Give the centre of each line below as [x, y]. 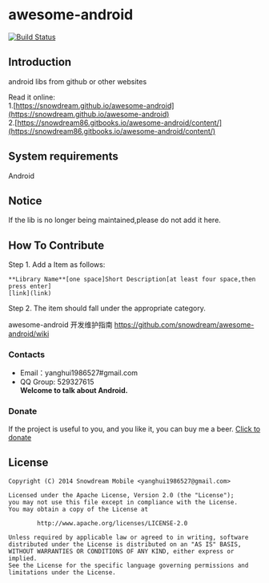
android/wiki [29, 334]
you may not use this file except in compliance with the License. [123, 502]
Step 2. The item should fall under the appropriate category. [107, 308]
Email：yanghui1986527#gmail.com [79, 373]
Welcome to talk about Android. [74, 391]
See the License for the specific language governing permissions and [128, 565]
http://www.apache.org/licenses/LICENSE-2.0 [112, 523]
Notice [25, 201]
